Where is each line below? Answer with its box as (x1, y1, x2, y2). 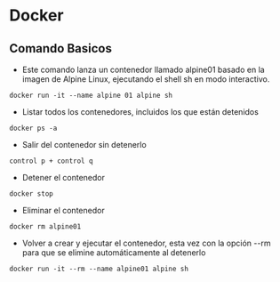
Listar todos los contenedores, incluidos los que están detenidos (21, 107, 260, 117)
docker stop (9, 189, 53, 198)
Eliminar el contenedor (21, 205, 105, 215)
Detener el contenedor (21, 173, 105, 182)
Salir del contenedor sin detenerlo (21, 140, 147, 149)
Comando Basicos (9, 41, 113, 56)
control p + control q (9, 157, 93, 165)
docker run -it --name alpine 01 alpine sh (9, 91, 173, 100)
